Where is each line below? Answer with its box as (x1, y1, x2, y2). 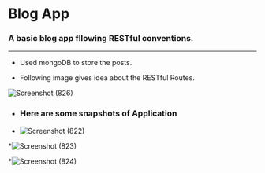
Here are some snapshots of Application (19, 108, 177, 119)
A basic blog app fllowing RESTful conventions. (8, 33, 194, 44)
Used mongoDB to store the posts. (19, 58, 132, 68)
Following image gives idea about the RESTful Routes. (19, 73, 196, 83)
